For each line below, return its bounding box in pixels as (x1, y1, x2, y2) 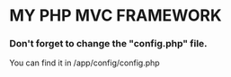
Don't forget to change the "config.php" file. (9, 38, 209, 50)
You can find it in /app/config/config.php (9, 57, 160, 68)
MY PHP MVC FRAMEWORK (9, 5, 222, 26)
